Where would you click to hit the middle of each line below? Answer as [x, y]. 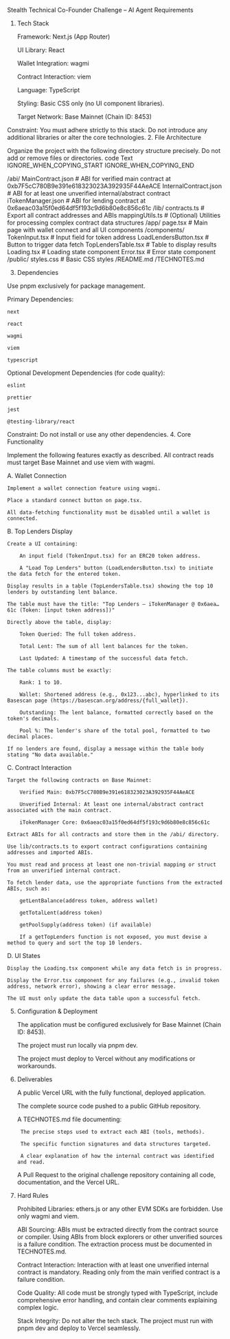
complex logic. [38, 1307]
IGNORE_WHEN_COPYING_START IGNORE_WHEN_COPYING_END [101, 165]
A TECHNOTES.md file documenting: [69, 1119]
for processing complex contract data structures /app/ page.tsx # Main [107, 222]
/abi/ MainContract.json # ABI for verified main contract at [89, 179]
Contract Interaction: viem [54, 76]
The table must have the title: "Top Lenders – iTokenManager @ [101, 604]
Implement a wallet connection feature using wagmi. [84, 488]
